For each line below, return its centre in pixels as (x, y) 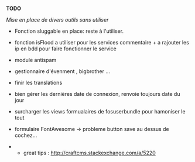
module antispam (35, 60)
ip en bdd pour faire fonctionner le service (66, 49)
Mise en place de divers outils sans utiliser (57, 20)
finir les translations (38, 82)
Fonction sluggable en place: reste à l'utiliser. (69, 31)
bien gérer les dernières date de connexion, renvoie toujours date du (97, 94)
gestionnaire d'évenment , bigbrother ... (62, 71)
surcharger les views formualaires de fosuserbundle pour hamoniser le (100, 111)
